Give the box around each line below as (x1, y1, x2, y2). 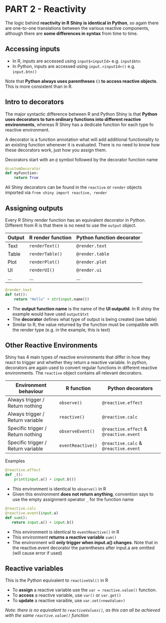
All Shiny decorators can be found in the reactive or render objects (5, 185, 142, 190)
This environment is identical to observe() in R (12, 486, 106, 492)
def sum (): (5, 515, 28, 520)
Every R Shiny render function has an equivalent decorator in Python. (5, 217, 146, 223)
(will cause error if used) (12, 550, 63, 556)
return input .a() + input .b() (11, 520, 74, 525)
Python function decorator (76, 234, 141, 241)
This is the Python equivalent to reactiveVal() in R (5, 577, 108, 583)
